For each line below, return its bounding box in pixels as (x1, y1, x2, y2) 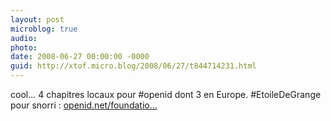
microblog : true (10, 24, 78, 34)
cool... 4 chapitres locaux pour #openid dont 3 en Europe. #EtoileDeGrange (10, 89, 322, 100)
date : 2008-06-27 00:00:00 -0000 (10, 52, 150, 62)
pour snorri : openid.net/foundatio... (10, 99, 158, 111)
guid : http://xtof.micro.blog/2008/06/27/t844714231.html (10, 61, 257, 71)
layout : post (10, 14, 65, 25)
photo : (10, 42, 38, 53)
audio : (10, 33, 38, 43)
